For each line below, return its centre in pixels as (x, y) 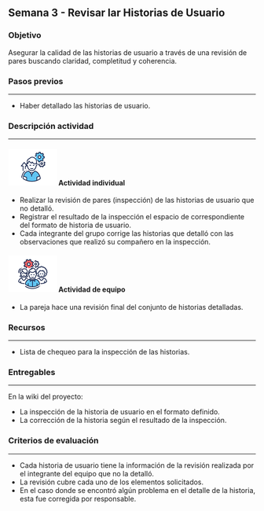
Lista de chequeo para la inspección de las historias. (104, 351)
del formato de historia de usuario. (75, 225)
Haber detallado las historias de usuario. (85, 105)
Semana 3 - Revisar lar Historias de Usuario (117, 13)
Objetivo (25, 35)
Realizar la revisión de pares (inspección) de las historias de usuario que (137, 200)
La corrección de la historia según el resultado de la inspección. (123, 421)
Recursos (27, 327)
